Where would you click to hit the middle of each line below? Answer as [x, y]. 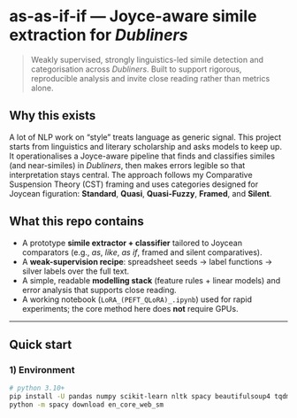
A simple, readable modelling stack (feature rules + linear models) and [151, 280]
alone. [42, 88]
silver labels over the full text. [76, 271]
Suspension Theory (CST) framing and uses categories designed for [134, 184]
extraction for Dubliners [99, 35]
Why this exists [53, 116]
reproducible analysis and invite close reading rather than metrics [150, 78]
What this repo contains [76, 222]
